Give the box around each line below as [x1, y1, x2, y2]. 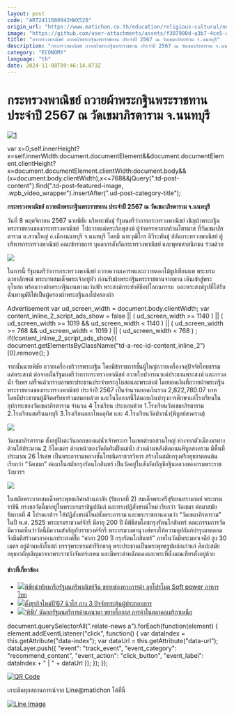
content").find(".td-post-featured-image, [7, 181, 124, 190]
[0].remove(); [7, 348, 45, 357]
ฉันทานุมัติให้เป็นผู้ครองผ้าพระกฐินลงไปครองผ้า [7, 290, 114, 298]
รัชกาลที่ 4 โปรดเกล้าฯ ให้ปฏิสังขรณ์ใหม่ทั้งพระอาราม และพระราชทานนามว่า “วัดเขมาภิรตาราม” [7, 510, 221, 518]
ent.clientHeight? [7, 159, 56, 167]
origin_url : [7, 23, 42, 30]
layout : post [7, 10, 45, 17]
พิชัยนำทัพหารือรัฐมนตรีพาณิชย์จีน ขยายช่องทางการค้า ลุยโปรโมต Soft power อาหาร [24, 583, 219, 591]
